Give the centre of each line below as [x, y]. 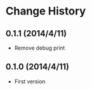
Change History [46, 11]
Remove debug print [40, 48]
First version [30, 81]
